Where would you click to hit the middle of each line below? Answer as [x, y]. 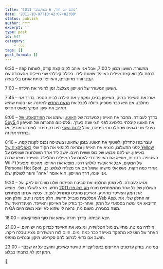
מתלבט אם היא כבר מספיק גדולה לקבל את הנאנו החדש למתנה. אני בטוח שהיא [77, 103]
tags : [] [14, 50]
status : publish [21, 18]
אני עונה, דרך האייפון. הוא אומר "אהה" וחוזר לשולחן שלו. [56, 173]
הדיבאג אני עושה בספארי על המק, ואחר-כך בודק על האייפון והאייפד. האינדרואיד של [81, 203]
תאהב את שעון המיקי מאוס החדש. [36, 108]
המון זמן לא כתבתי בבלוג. [28, 252]
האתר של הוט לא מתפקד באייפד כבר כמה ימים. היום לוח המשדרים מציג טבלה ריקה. [82, 232]
